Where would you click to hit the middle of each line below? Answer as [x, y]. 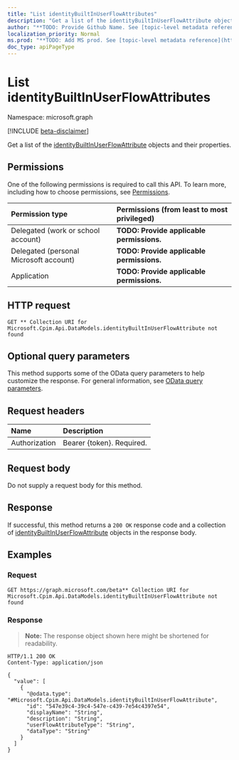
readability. [41, 643]
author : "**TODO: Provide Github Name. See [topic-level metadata [108, 27]
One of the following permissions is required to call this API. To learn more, [117, 184]
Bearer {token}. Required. [105, 443]
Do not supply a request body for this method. [75, 485]
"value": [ [30, 681]
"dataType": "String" [58, 731]
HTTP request [39, 306]
